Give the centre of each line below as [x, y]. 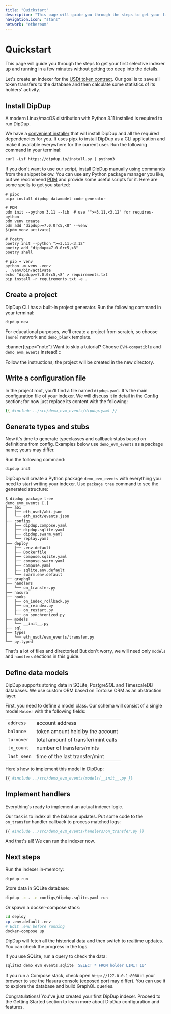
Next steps [23, 857]
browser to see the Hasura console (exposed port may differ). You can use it [85, 981]
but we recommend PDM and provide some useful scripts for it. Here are [81, 180]
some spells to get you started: [38, 185]
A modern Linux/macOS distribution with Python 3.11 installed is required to [84, 118]
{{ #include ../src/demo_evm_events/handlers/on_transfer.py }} [75, 831]
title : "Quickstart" [27, 10]
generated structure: [27, 489]
